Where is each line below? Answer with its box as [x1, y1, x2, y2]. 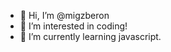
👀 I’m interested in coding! [19, 20, 128, 32]
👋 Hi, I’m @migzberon [19, 10, 110, 21]
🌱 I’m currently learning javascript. [19, 31, 162, 42]
